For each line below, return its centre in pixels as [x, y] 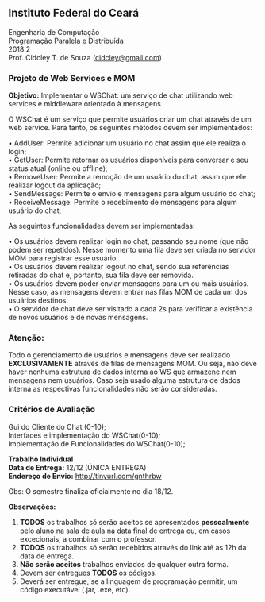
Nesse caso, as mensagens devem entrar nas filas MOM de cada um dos [128, 292]
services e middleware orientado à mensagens [84, 104]
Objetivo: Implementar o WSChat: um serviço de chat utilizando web [121, 95]
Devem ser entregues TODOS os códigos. [88, 573]
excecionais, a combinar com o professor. [88, 538]
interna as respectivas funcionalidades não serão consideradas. [113, 389]
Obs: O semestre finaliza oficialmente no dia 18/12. [91, 491]
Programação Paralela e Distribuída [66, 41]
